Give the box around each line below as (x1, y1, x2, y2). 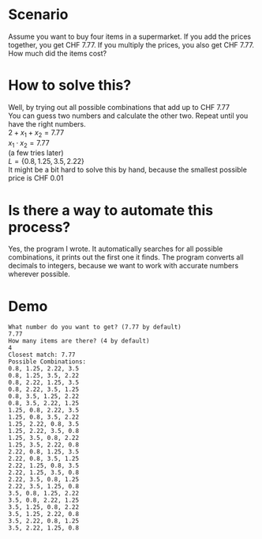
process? (8, 218, 71, 236)
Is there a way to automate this (8, 201, 214, 219)
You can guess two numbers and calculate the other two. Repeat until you (8, 111, 249, 120)
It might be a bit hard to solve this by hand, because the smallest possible (8, 165, 247, 175)
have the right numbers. (8, 119, 87, 128)
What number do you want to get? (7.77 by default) (8, 323, 182, 332)
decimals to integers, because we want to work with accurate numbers (8, 261, 239, 271)
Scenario (8, 6, 69, 24)
